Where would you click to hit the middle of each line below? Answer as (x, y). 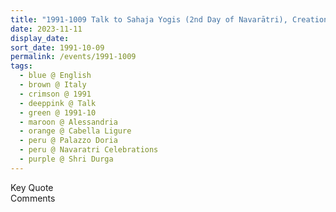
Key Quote (32, 187)
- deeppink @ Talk (58, 103)
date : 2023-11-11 (46, 29)
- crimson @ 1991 (55, 94)
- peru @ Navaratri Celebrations (89, 150)
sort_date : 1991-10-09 (57, 47)
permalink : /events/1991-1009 (73, 57)
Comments (33, 198)
